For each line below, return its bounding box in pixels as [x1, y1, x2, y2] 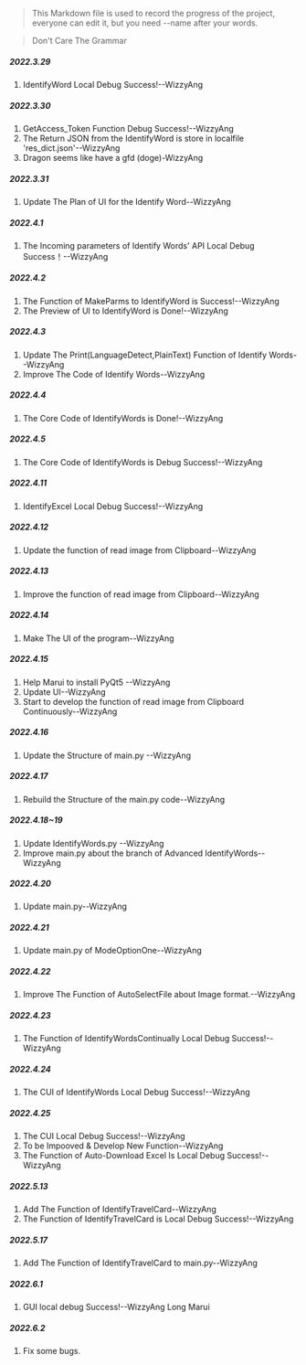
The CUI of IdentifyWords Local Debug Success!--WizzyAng [22, 1087, 251, 1098]
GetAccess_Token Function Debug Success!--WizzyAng [22, 123, 235, 133]
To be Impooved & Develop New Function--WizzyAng [22, 1140, 224, 1151]
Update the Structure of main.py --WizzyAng [22, 750, 192, 761]
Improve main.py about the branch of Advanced [22, 848, 204, 858]
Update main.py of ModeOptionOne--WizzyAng [22, 945, 203, 956]
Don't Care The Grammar [31, 36, 128, 46]
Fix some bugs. [22, 1346, 81, 1357]
